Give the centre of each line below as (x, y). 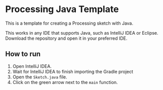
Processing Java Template (62, 9)
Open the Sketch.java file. (40, 77)
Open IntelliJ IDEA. (32, 66)
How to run (23, 54)
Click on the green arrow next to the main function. (65, 82)
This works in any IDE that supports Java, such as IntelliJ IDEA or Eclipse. (82, 33)
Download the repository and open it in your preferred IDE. (66, 38)
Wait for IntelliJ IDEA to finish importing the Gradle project (73, 71)
